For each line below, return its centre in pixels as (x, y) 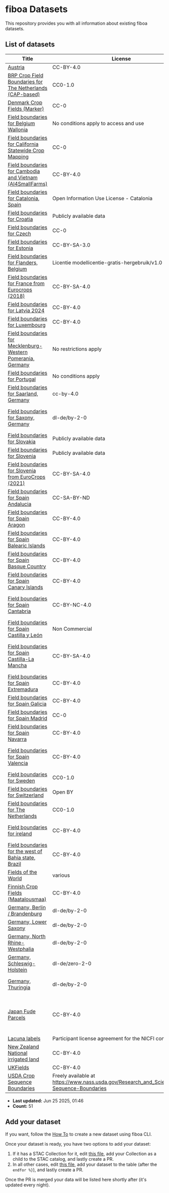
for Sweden (21, 781)
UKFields (18, 1067)
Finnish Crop (23, 886)
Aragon (16, 524)
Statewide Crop (26, 150)
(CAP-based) (24, 94)
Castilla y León (25, 635)
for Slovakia (22, 441)
